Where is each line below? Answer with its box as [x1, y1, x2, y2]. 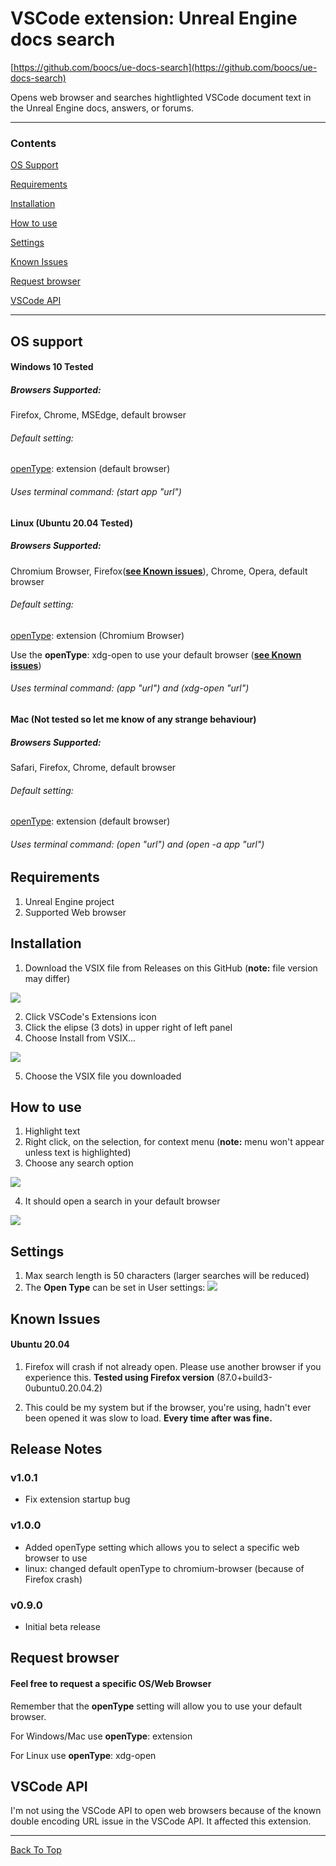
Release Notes [10, 1441, 103, 1458]
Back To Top [10, 1844, 62, 1856]
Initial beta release [24, 1621, 101, 1633]
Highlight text [24, 1125, 81, 1137]
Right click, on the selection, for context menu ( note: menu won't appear [24, 1136, 325, 1148]
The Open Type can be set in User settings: [24, 1282, 206, 1294]
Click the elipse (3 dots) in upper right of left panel [24, 1021, 233, 1033]
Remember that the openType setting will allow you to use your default [10, 1700, 303, 1712]
